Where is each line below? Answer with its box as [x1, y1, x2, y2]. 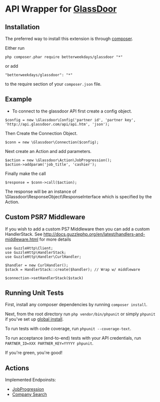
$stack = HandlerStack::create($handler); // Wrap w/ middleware [5, 267, 140, 272]
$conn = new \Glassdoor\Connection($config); [5, 140, 99, 145]
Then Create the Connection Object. [5, 130, 78, 136]
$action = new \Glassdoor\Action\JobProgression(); [5, 157, 112, 163]
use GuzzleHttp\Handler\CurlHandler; [5, 254, 82, 259]
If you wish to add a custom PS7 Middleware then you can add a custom [5, 226, 150, 232]
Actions [5, 364, 29, 372]
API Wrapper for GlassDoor [5, 3, 117, 15]
